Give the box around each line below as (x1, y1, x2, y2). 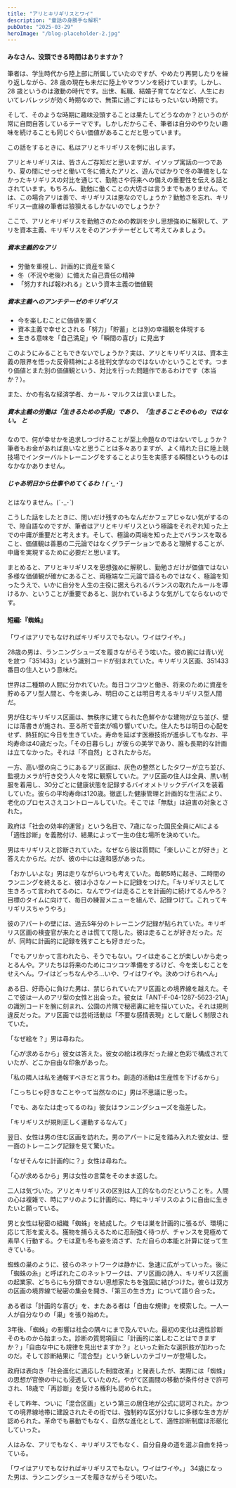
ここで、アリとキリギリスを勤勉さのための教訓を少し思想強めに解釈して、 (7, 217, 223, 226)
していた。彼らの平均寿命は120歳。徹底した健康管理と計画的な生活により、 (7, 789, 226, 798)
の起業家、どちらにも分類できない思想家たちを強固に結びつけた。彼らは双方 (7, 1277, 229, 1286)
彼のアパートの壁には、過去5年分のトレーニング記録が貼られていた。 (7, 919, 208, 928)
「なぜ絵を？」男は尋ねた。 (7, 1034, 88, 1042)
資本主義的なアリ (7, 243, 57, 252)
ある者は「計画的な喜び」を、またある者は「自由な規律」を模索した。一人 (7, 1301, 223, 1309)
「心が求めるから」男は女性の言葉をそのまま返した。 (7, 1171, 162, 1179)
